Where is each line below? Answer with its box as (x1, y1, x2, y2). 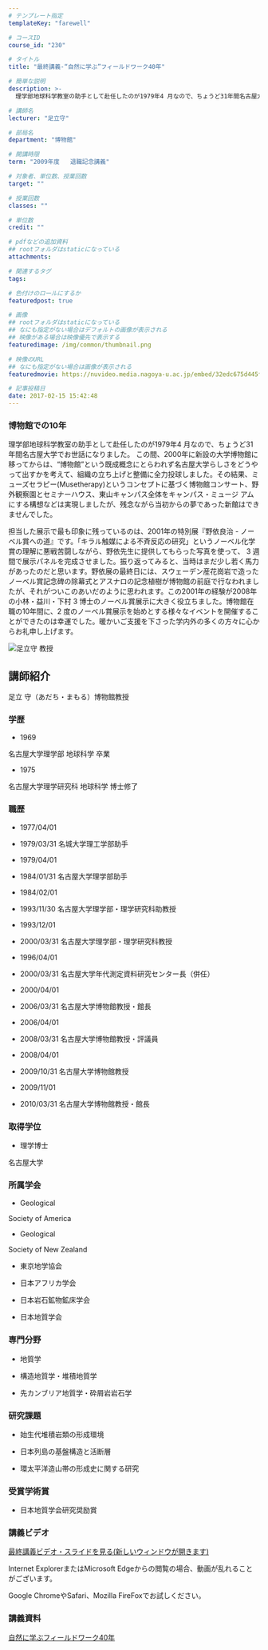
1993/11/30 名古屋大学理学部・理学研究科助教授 (19, 903, 177, 913)
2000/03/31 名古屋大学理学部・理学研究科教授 (19, 936, 173, 946)
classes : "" (8, 202, 48, 210)
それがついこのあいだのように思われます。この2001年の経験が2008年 (29, 587, 258, 596)
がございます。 (8, 1574, 57, 1584)
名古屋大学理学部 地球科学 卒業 (8, 749, 110, 759)
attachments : (8, 253, 52, 261)
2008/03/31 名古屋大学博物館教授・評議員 (19, 1034, 159, 1043)
